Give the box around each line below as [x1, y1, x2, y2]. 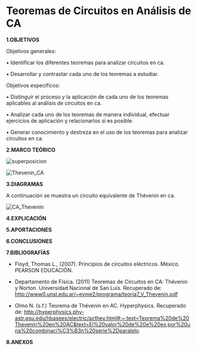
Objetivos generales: [6, 47, 56, 54]
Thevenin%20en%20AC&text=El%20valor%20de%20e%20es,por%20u [14, 321, 191, 328]
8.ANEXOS [6, 338, 34, 345]
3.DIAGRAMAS [6, 180, 43, 187]
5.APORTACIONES [6, 226, 52, 233]
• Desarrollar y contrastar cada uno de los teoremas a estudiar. [6, 70, 159, 77]
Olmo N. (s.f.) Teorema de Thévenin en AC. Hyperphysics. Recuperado [14, 302, 186, 309]
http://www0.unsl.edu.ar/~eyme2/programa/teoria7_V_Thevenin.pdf [14, 290, 178, 298]
